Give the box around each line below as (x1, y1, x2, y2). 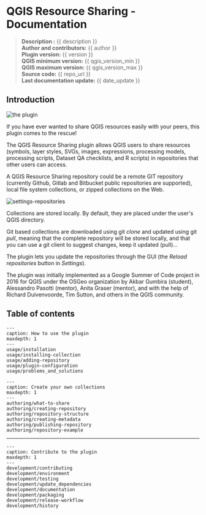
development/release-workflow (6, 497, 84, 503)
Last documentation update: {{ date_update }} (21, 77, 140, 84)
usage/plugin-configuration (6, 362, 78, 369)
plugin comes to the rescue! (6, 129, 77, 136)
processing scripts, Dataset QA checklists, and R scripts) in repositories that (6, 154, 199, 161)
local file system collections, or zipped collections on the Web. (6, 185, 164, 193)
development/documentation (6, 486, 75, 492)
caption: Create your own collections (6, 384, 105, 390)
